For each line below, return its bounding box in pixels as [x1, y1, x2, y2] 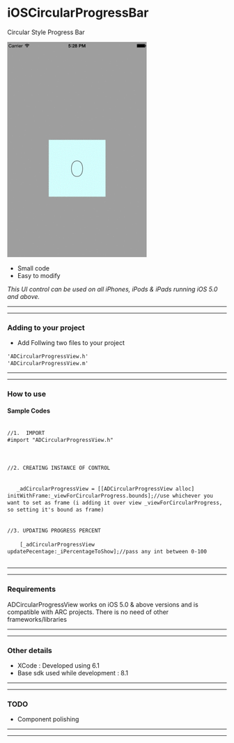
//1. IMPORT [7, 430, 45, 437]
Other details [7, 645, 52, 655]
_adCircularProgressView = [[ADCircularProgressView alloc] [16, 486, 195, 493]
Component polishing [17, 715, 79, 723]
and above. [7, 292, 40, 300]
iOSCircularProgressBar [7, 5, 149, 21]
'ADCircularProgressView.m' [7, 360, 89, 367]
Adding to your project [7, 323, 85, 332]
